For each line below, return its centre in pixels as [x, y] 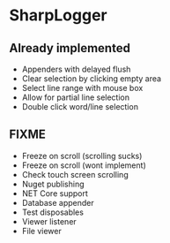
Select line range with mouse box [82, 88]
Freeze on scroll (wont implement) [84, 165]
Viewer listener [49, 221]
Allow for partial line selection [76, 97]
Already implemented [70, 48]
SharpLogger [58, 15]
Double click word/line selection [80, 106]
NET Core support [55, 193]
